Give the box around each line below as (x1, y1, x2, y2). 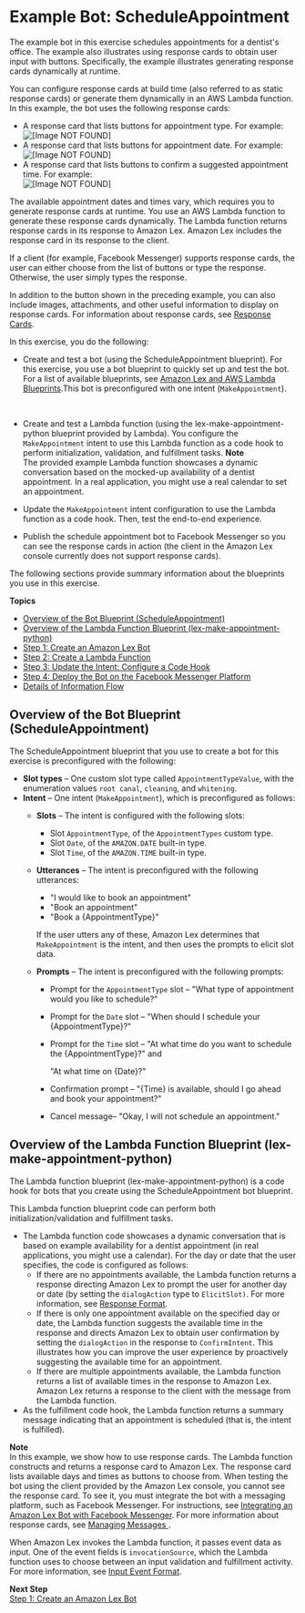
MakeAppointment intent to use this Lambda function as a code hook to (22, 437, 284, 448)
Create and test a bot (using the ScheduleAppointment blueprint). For (22, 354, 283, 365)
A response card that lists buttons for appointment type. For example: (22, 120, 284, 131)
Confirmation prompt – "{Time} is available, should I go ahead (49, 1083, 282, 1094)
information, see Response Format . (36, 1298, 168, 1309)
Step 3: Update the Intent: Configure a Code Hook (22, 661, 211, 672)
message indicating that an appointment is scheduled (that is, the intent (22, 1414, 291, 1425)
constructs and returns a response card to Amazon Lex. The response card (9, 1461, 291, 1472)
